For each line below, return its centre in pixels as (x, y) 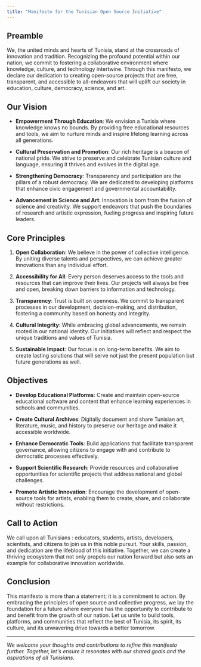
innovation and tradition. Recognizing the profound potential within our (94, 57)
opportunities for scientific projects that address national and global (99, 474)
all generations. (34, 140)
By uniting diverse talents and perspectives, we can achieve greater (99, 259)
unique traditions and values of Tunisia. (64, 338)
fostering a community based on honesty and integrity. (83, 314)
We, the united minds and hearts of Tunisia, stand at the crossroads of (93, 50)
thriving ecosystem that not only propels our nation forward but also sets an (100, 556)
